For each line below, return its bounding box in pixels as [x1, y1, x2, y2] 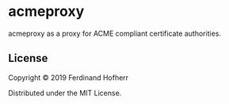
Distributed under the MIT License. [8, 88, 122, 98]
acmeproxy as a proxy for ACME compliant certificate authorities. [8, 29, 222, 38]
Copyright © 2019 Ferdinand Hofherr [8, 72, 129, 82]
